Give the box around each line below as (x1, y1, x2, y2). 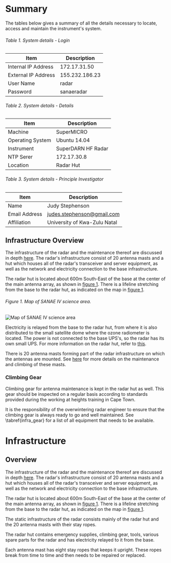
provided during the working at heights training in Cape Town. (5, 396, 136, 402)
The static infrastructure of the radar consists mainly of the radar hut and (5, 516, 159, 522)
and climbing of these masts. (5, 361, 66, 367)
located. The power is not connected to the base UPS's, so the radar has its (5, 335, 164, 341)
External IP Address (8, 72, 55, 79)
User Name (8, 80, 35, 87)
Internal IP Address (8, 63, 54, 71)
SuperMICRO (56, 128, 88, 136)
